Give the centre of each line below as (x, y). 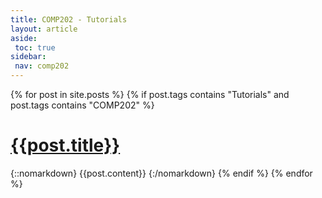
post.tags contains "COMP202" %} (82, 105)
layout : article (44, 29)
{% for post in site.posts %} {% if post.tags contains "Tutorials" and (150, 94)
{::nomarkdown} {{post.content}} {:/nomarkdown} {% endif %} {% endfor (161, 173)
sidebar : (28, 57)
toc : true (35, 47)
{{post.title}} (65, 145)
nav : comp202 (42, 66)
